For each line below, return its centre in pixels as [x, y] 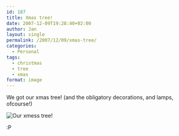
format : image [24, 80]
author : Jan [21, 29]
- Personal [26, 52]
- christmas [27, 63]
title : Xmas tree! [30, 18]
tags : [13, 57]
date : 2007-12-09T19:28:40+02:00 [49, 23]
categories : [21, 46]
